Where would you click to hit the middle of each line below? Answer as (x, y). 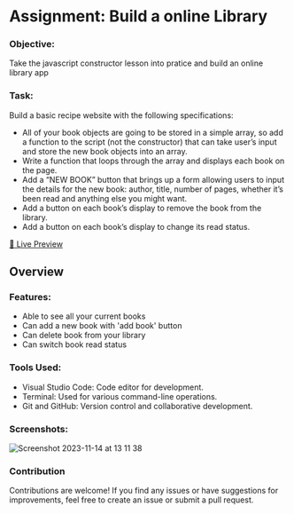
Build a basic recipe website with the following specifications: (121, 115)
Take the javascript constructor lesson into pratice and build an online (136, 63)
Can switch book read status (74, 344)
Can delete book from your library (84, 336)
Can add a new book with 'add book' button (102, 326)
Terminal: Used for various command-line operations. (120, 396)
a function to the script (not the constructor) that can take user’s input (149, 142)
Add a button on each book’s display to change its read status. (136, 226)
